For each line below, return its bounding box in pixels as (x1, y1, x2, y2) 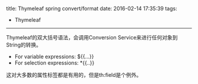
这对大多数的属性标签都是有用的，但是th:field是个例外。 (6, 72, 142, 78)
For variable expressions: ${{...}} (14, 53, 94, 60)
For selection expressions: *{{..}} (14, 59, 95, 66)
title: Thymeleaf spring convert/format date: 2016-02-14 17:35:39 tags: (6, 5, 177, 12)
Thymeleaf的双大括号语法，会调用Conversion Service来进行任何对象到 (6, 34, 178, 41)
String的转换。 (6, 41, 42, 48)
